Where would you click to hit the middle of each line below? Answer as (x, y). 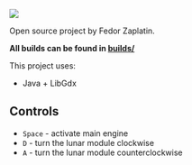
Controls (34, 111)
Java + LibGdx (49, 83)
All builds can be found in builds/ (72, 48)
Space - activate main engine (75, 133)
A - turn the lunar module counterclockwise (102, 152)
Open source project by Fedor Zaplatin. (82, 31)
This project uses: (43, 66)
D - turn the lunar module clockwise (88, 142)
